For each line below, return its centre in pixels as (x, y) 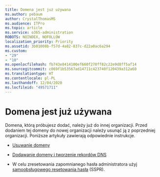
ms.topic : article (24, 28)
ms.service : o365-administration (39, 32)
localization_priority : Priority (39, 42)
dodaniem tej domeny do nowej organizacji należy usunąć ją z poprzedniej (80, 130)
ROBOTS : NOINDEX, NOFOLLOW (33, 37)
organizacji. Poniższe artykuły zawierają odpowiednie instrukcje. (70, 136)
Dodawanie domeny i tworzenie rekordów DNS (59, 155)
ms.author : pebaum (24, 14)
